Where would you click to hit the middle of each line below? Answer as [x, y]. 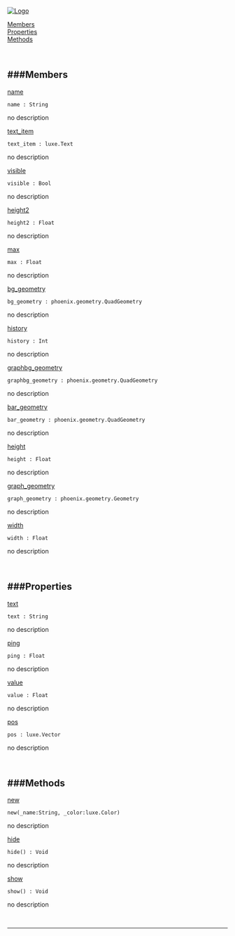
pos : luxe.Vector [34, 735]
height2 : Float [31, 223]
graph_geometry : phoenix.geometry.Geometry [73, 498]
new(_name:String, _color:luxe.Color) [64, 813]
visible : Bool [29, 183]
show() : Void [28, 892]
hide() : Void [28, 852]
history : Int [28, 341]
